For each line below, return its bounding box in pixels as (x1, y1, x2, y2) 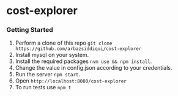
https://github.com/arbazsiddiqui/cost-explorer (15, 46, 142, 52)
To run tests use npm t (15, 84, 72, 91)
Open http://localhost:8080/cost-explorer (15, 77, 127, 84)
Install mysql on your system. (15, 51, 89, 59)
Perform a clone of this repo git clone (15, 39, 113, 46)
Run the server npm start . (15, 71, 81, 78)
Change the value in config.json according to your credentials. (15, 64, 172, 72)
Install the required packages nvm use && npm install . (15, 57, 152, 65)
